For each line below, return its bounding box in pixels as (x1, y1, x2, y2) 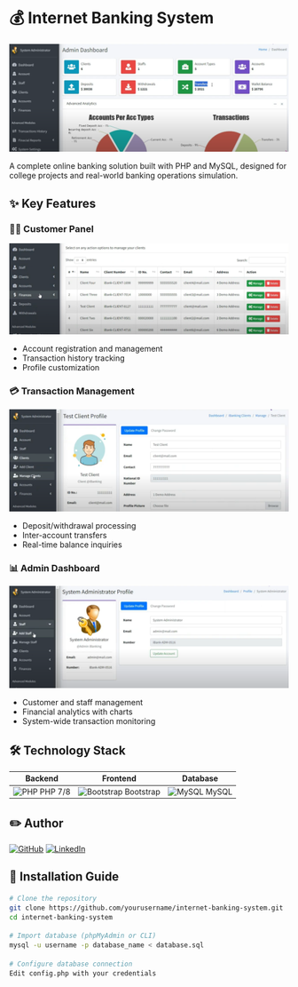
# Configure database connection (9, 959, 133, 968)
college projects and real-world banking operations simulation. (9, 171, 239, 181)
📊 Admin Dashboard (9, 561, 100, 574)
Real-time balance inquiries (21, 539, 122, 550)
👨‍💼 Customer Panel (9, 222, 95, 235)
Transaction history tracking (21, 353, 126, 363)
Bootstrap (124, 786, 161, 797)
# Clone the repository (9, 894, 98, 903)
